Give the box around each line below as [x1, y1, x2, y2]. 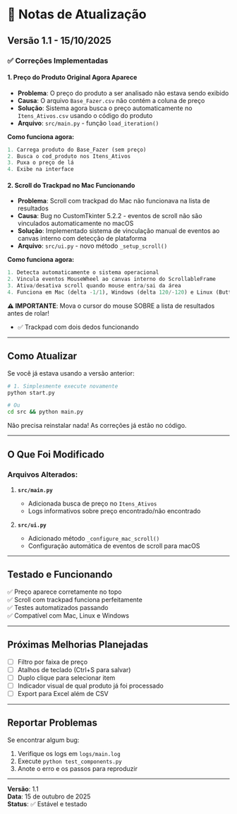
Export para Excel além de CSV [17, 689, 109, 698]
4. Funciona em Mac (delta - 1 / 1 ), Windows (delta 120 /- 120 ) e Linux [7, 289, 213, 296]
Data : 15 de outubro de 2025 [7, 792, 91, 801]
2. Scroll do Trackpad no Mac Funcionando [7, 181, 135, 189]
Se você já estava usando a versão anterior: [7, 369, 135, 377]
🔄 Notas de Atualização [7, 6, 147, 23]
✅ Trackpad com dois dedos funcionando [17, 323, 139, 331]
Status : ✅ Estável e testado [7, 799, 87, 808]
